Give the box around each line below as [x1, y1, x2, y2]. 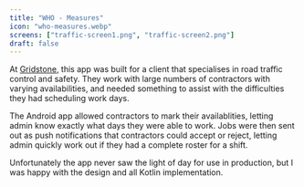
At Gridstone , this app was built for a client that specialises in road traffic [9, 64, 283, 75]
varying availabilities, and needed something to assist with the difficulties [9, 83, 285, 94]
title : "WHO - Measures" [9, 13, 104, 23]
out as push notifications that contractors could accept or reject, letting [9, 130, 278, 141]
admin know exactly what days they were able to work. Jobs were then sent [9, 120, 295, 131]
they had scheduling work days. [9, 93, 130, 104]
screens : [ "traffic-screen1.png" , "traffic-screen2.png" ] [9, 30, 235, 39]
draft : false [9, 38, 59, 48]
